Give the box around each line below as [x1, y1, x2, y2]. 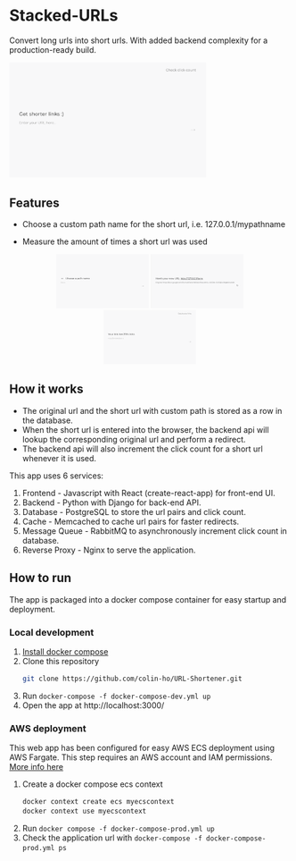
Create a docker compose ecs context [21, 779, 163, 789]
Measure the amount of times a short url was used [21, 236, 208, 247]
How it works [9, 382, 84, 397]
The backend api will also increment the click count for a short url [21, 443, 263, 454]
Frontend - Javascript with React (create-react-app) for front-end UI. [21, 487, 276, 498]
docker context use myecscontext [21, 806, 147, 815]
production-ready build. [9, 44, 96, 55]
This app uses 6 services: [9, 470, 104, 481]
